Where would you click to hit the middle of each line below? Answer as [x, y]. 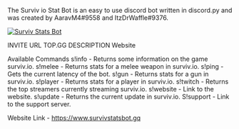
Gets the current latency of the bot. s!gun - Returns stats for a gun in [108, 74]
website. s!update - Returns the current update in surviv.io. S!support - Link [118, 96]
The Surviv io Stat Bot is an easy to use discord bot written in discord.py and [120, 10]
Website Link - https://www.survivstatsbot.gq [74, 118]
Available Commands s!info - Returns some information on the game [108, 59]
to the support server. [39, 104]
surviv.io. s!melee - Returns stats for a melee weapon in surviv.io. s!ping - [116, 66]
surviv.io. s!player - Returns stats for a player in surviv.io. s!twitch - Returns [118, 82]
